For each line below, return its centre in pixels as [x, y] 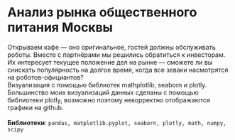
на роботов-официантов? [45, 77]
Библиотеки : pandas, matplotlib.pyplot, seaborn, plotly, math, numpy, [117, 122]
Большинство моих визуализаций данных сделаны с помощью [103, 92]
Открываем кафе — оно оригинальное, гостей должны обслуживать [112, 47]
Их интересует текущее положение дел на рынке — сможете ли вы [110, 62]
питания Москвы [60, 27]
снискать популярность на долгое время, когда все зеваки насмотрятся [118, 70]
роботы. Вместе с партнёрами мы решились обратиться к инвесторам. [116, 55]
